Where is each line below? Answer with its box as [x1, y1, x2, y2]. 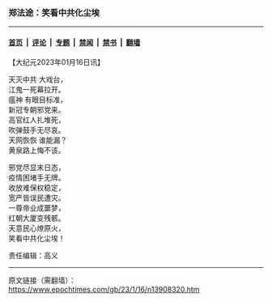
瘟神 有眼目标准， [8, 95, 67, 104]
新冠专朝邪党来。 [8, 104, 66, 114]
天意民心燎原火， [8, 223, 66, 232]
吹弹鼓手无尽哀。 [8, 125, 66, 134]
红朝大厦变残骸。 [8, 213, 66, 223]
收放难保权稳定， [8, 182, 66, 192]
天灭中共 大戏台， [8, 74, 67, 84]
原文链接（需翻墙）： [8, 275, 76, 285]
